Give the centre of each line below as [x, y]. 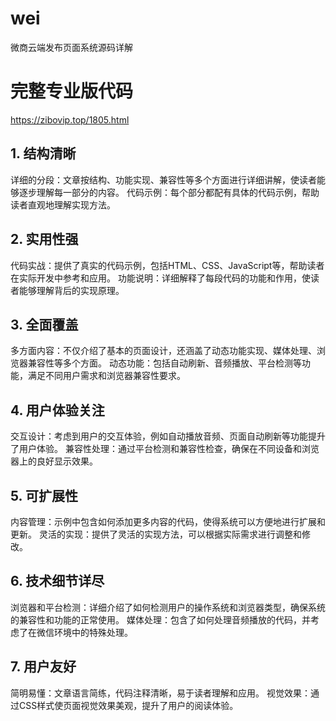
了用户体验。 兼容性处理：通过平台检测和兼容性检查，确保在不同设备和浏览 [165, 449]
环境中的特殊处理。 [93, 632]
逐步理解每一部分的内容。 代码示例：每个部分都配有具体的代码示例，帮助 [169, 192]
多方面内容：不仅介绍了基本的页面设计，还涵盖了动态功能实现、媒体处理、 [163, 351]
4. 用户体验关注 [57, 410]
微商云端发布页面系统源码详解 [71, 47]
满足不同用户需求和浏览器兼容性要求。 [106, 376]
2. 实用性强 [44, 239]
